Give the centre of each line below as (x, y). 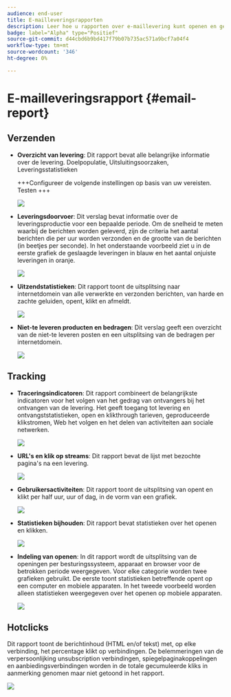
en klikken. (32, 530)
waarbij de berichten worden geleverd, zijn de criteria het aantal (108, 230)
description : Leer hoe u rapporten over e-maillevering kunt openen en (112, 26)
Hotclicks (28, 627)
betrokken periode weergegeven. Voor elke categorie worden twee (112, 571)
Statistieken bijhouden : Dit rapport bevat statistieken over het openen (117, 523)
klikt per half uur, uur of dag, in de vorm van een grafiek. (97, 497)
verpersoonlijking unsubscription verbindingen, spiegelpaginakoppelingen (112, 658)
